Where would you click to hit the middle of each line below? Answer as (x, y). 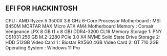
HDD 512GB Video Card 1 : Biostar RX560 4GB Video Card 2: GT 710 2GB (82, 42)
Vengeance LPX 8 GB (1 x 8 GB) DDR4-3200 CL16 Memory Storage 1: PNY (84, 31)
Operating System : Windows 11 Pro (43, 47)
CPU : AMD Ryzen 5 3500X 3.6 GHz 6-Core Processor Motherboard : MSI (83, 20)
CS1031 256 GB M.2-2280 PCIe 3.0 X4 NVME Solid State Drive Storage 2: (83, 37)
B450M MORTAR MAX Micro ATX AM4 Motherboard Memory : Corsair (79, 26)
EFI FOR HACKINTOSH (41, 8)
